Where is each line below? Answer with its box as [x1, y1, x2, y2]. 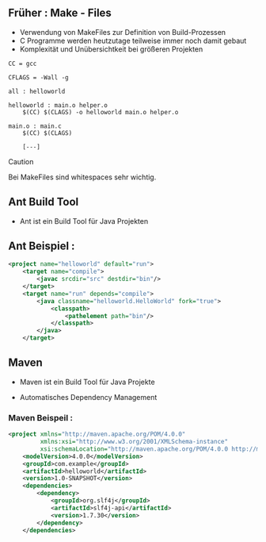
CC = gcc [8, 60, 37, 67]
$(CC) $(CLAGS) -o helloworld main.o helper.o [22, 108, 179, 116]
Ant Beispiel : [8, 240, 75, 253]
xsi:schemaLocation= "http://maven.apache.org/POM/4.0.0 [40, 444, 228, 453]
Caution [8, 156, 34, 166]
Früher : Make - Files [8, 6, 112, 20]
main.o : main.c [8, 122, 62, 130]
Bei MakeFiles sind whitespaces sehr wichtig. [8, 172, 157, 182]
